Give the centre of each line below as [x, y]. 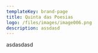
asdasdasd [20, 45]
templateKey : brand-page [37, 11]
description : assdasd [33, 28]
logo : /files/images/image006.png [49, 22]
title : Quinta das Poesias [40, 17]
